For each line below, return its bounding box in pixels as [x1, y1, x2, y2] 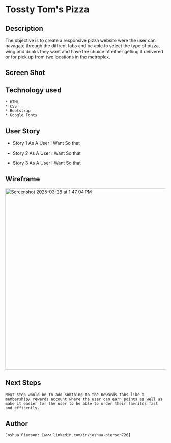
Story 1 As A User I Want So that [12, 140, 80, 146]
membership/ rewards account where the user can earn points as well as [5, 397, 163, 402]
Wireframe [5, 175, 40, 183]
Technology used [5, 86, 62, 94]
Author [5, 420, 28, 428]
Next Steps [5, 379, 41, 387]
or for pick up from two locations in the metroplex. [5, 54, 110, 60]
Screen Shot [5, 68, 45, 77]
